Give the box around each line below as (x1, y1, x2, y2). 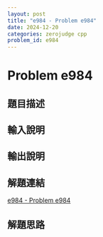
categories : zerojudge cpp (7, 30, 87, 38)
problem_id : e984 (7, 37, 59, 44)
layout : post (7, 10, 46, 18)
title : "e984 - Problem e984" (7, 17, 97, 24)
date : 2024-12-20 (7, 23, 59, 31)
